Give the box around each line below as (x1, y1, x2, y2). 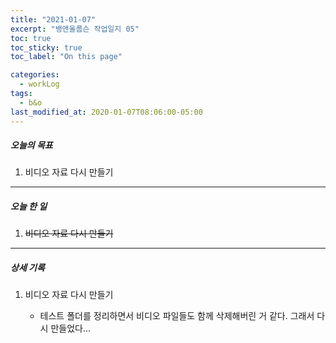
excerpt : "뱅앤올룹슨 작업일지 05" (10, 24, 140, 34)
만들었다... (50, 322, 92, 335)
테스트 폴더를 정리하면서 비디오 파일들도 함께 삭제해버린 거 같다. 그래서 (39, 310, 315, 322)
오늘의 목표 (10, 139, 53, 151)
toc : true (10, 33, 52, 43)
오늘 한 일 (10, 201, 48, 213)
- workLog (19, 79, 60, 90)
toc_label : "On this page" (10, 52, 123, 62)
